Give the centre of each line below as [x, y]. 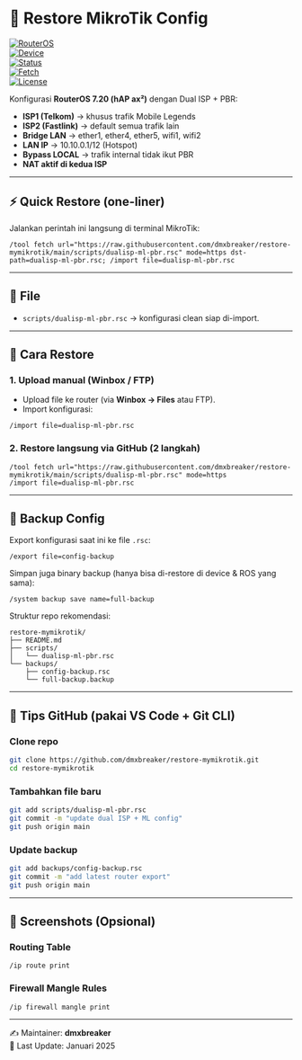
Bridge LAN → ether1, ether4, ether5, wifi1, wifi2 [111, 135]
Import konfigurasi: [58, 409]
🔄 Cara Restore [52, 354]
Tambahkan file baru [55, 791]
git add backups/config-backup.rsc [76, 868]
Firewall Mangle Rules [58, 988]
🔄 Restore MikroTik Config [109, 18]
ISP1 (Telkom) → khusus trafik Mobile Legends [109, 116]
